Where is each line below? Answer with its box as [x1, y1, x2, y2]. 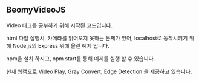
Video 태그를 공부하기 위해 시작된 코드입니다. [6, 21, 113, 29]
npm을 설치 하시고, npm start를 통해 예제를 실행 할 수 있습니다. [6, 54, 155, 62]
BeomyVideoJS [6, 5, 66, 15]
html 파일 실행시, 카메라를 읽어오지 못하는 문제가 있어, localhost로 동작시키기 [6, 34, 188, 42]
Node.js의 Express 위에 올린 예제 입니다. [12, 42, 110, 49]
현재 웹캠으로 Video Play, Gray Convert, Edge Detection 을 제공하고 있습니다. [6, 68, 192, 75]
